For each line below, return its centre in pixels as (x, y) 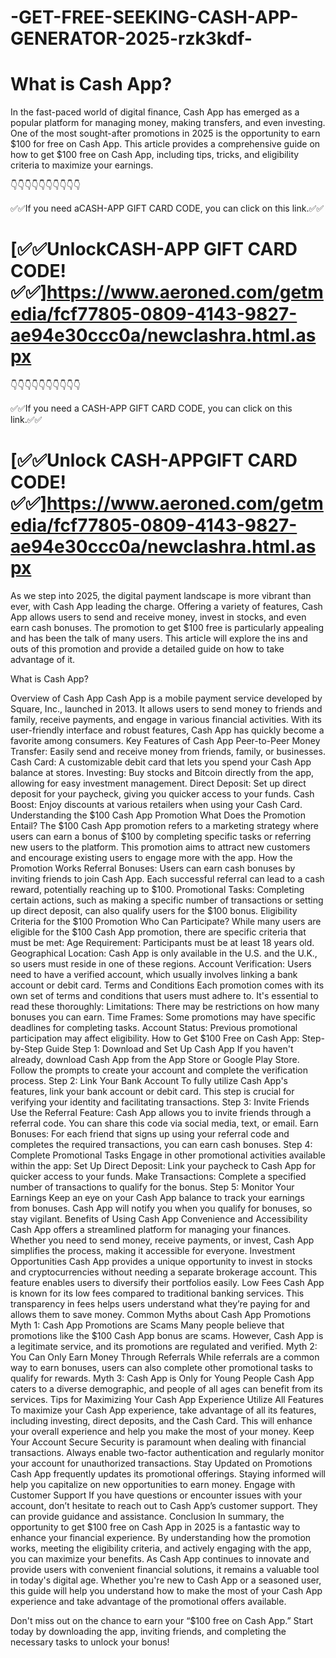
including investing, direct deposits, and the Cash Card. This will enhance (161, 1420)
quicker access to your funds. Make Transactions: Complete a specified (158, 1176)
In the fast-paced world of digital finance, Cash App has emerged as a (155, 112)
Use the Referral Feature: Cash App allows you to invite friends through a (161, 1112)
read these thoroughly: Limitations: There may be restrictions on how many (165, 1006)
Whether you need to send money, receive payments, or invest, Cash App (162, 1240)
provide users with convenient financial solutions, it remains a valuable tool (165, 1569)
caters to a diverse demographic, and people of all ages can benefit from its (166, 1389)
